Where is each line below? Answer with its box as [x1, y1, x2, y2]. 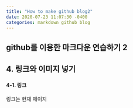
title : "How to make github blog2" [6, 8, 93, 15]
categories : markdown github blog [6, 19, 91, 25]
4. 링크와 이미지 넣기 [6, 64, 76, 74]
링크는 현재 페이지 [6, 96, 47, 103]
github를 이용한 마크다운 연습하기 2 [6, 42, 128, 53]
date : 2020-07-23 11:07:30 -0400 [6, 14, 88, 20]
